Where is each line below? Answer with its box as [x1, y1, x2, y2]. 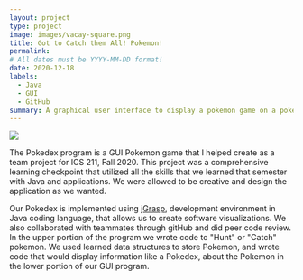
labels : [9, 72, 39, 81]
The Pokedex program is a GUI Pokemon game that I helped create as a [9, 147, 275, 158]
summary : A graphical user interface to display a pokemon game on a [9, 106, 277, 115]
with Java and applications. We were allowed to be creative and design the [9, 176, 287, 187]
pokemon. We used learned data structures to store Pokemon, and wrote [9, 241, 280, 253]
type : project [9, 22, 63, 31]
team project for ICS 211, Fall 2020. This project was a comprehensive [9, 157, 269, 168]
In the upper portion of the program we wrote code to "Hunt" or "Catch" [9, 232, 277, 243]
